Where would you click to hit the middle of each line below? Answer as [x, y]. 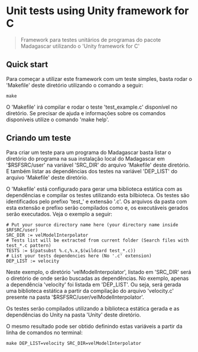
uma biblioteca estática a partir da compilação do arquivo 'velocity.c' [90, 291]
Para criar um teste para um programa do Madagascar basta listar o [89, 152]
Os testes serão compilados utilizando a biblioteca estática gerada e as [93, 308]
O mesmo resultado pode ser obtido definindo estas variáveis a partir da [94, 326]
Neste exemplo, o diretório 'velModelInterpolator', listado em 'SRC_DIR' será [99, 272]
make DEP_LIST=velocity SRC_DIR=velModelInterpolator [74, 343]
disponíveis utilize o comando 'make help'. [58, 119]
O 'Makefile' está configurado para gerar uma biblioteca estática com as [94, 189]
